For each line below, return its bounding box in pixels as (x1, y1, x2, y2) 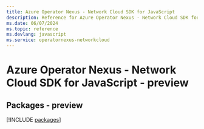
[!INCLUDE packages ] (6, 116, 61, 123)
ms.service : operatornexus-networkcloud (6, 37, 110, 43)
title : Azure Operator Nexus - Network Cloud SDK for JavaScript (6, 8, 175, 15)
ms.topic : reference (6, 25, 59, 32)
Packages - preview (6, 100, 83, 110)
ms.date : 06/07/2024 (6, 20, 59, 26)
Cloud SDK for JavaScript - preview (6, 76, 189, 90)
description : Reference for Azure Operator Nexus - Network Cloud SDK (6, 15, 189, 21)
